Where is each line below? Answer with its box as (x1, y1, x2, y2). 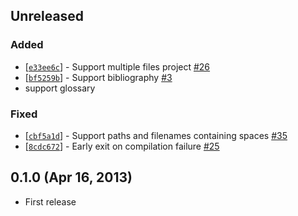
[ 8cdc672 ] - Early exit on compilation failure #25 (24, 140, 220, 152)
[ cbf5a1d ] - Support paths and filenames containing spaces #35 (24, 129, 288, 141)
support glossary (24, 82, 96, 94)
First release (24, 195, 77, 208)
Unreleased (10, 8, 85, 25)
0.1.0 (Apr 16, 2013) (10, 169, 133, 186)
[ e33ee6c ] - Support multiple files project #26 (24, 60, 211, 73)
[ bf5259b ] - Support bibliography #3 (24, 71, 173, 83)
